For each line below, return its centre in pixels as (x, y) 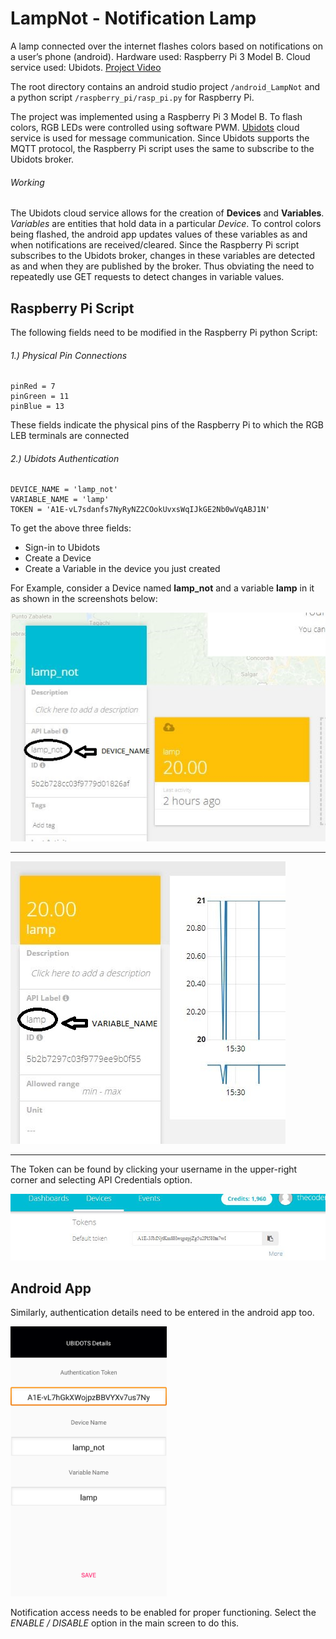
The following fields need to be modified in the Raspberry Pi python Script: (164, 332)
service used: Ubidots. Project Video (86, 67)
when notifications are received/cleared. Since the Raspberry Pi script (155, 245)
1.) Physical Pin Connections (69, 355)
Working (27, 182)
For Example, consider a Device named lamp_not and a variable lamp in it (162, 588)
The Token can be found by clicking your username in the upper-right (154, 1169)
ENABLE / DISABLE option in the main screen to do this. (125, 1623)
